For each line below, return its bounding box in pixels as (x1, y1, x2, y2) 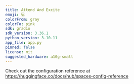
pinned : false (5, 45, 35, 50)
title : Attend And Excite (5, 7, 60, 13)
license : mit (5, 49, 33, 54)
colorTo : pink (5, 21, 35, 27)
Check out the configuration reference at (5, 68, 91, 74)
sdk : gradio (5, 26, 30, 31)
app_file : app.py (5, 40, 42, 45)
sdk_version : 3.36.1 (5, 31, 49, 36)
